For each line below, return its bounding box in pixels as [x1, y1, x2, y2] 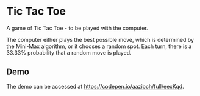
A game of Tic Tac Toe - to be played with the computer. [6, 24, 148, 32]
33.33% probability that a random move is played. [6, 49, 132, 56]
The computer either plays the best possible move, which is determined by [6, 36, 194, 43]
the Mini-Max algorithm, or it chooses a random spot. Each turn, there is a [6, 43, 192, 50]
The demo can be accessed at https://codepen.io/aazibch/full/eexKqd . [6, 83, 184, 90]
